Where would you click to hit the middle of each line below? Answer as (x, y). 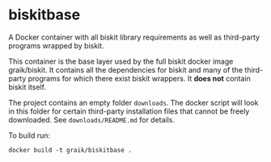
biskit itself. (28, 87)
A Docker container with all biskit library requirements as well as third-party (134, 37)
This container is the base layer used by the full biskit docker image (121, 61)
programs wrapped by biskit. (56, 45)
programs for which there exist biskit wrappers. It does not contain (139, 78)
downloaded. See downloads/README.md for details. (92, 119)
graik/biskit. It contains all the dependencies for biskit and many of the (126, 69)
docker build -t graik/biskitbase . (70, 150)
